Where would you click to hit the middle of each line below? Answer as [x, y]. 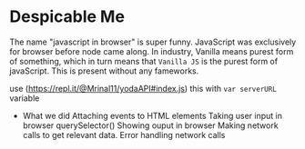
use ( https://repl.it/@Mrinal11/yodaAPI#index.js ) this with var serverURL [143, 88]
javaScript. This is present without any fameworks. [104, 71]
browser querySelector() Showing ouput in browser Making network [151, 125]
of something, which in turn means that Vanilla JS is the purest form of [144, 61]
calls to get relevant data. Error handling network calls [124, 134]
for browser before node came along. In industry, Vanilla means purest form [152, 51]
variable [25, 98]
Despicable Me [67, 17]
